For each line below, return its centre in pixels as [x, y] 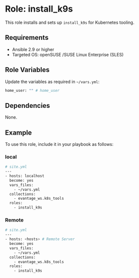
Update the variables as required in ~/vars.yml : [52, 82]
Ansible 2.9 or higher [33, 49]
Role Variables [27, 70]
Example [18, 132]
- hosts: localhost [25, 176]
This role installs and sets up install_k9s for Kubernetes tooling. [70, 22]
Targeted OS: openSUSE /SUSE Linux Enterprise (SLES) [68, 54]
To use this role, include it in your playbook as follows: [59, 144]
